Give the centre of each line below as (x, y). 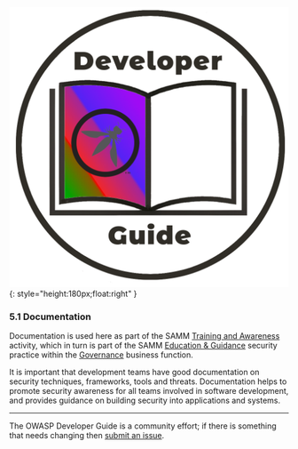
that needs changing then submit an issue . (87, 436)
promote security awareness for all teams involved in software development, (149, 391)
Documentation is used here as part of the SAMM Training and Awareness (145, 336)
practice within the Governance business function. (101, 355)
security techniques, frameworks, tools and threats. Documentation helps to (148, 381)
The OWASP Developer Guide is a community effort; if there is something (143, 426)
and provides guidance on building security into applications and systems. (145, 401)
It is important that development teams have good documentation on (134, 373)
